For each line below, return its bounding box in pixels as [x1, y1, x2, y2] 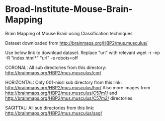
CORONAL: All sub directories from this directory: [5, 64, 107, 70]
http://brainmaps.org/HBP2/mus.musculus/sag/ [5, 110, 102, 116]
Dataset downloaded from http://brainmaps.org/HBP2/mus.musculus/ [5, 40, 148, 46]
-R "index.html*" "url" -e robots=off [5, 55, 79, 60]
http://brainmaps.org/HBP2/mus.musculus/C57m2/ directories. [5, 95, 134, 101]
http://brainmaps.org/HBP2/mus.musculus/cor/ [5, 69, 102, 75]
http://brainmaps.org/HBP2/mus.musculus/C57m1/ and [5, 90, 117, 96]
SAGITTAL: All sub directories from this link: [5, 105, 94, 111]
